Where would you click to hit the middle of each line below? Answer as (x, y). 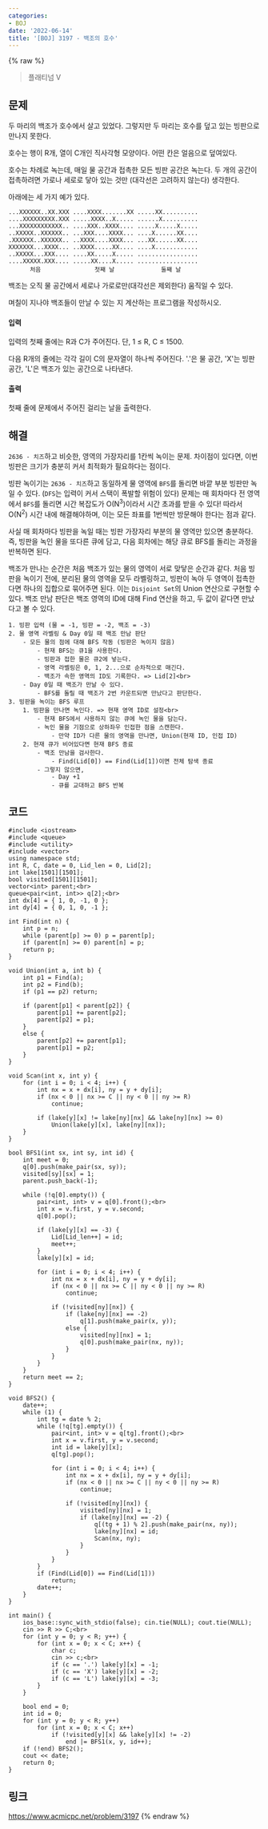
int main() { (30, 1616)
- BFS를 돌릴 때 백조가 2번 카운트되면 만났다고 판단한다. (120, 693)
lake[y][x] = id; (66, 1259)
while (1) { (42, 1412)
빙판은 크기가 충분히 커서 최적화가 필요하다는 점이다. (89, 466)
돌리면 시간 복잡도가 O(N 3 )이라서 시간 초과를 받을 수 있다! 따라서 (143, 503)
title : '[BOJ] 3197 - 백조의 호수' (63, 38)
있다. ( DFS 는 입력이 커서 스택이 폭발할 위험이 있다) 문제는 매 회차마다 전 (135, 494)
